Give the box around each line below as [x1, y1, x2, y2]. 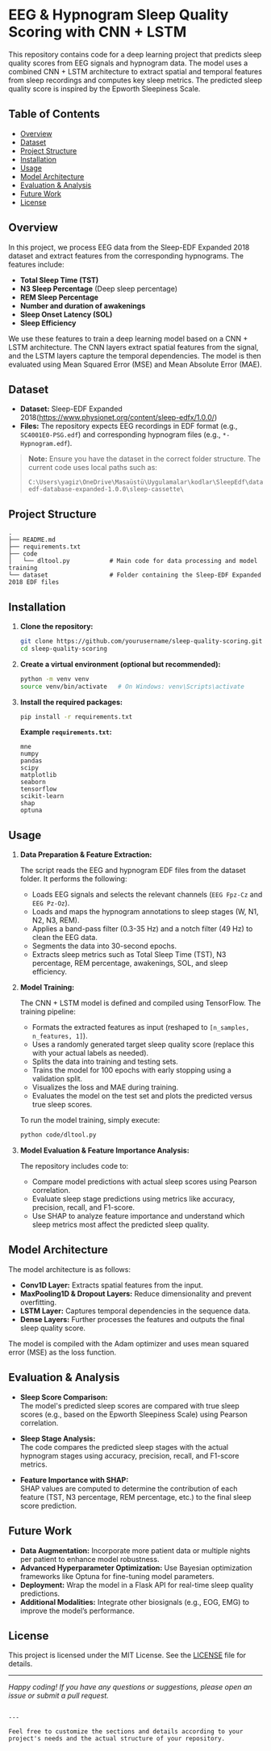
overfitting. [19, 1297, 57, 1307]
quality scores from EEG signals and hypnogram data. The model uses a [8, 58, 248, 68]
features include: [8, 259, 65, 269]
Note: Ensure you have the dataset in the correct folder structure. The [27, 454, 261, 464]
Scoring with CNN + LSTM [8, 23, 187, 41]
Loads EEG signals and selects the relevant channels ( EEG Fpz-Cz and [31, 890, 263, 900]
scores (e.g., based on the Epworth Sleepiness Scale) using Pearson [19, 1409, 248, 1419]
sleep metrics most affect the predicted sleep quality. [31, 1220, 210, 1229]
